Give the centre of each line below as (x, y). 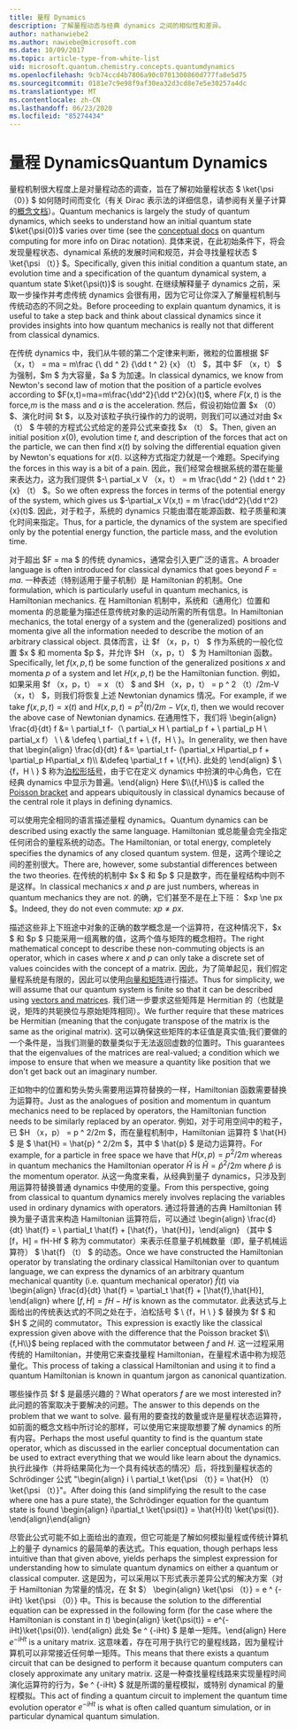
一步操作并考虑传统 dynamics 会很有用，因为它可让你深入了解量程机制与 (148, 295)
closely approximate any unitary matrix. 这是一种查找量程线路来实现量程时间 (148, 1673)
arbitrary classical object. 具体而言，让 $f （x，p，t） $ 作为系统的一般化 (142, 642)
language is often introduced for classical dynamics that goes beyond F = (143, 570)
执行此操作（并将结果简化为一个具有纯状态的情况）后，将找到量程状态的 (141, 1469)
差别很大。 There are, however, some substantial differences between (151, 864)
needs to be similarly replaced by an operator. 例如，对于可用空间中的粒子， (148, 1121)
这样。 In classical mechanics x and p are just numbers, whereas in (137, 886)
